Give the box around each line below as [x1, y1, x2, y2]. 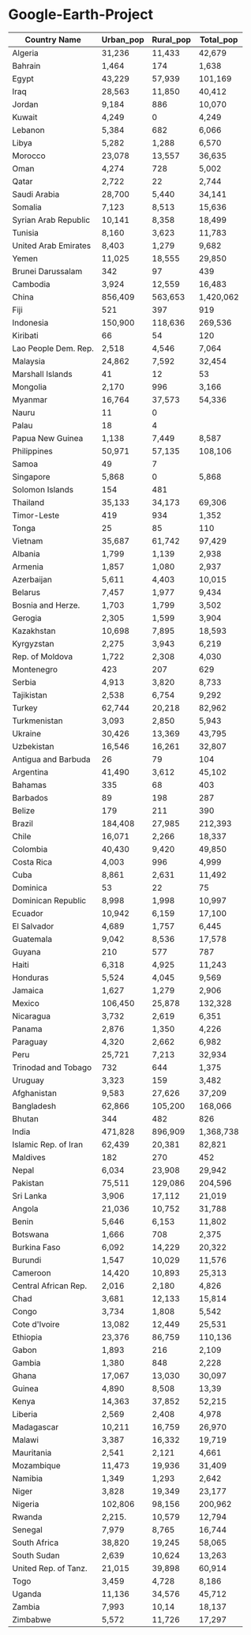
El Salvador [12, 921, 54, 932]
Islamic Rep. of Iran [12, 1139, 84, 1150]
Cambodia [12, 278, 51, 289]
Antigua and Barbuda [12, 753, 91, 764]
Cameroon [12, 1267, 51, 1278]
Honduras [12, 972, 49, 983]
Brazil [12, 818, 34, 829]
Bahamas [12, 779, 47, 790]
